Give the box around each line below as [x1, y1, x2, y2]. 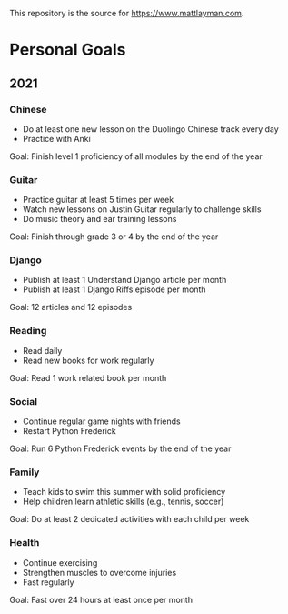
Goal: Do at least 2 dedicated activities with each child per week [9, 514, 250, 525]
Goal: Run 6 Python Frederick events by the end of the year [9, 443, 232, 454]
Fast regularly [22, 577, 74, 588]
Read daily [22, 345, 63, 356]
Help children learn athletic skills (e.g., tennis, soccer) [22, 496, 224, 508]
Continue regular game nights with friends [22, 416, 181, 427]
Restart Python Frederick [22, 426, 116, 437]
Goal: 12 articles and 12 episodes [9, 302, 133, 313]
